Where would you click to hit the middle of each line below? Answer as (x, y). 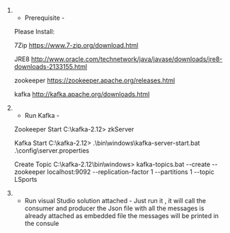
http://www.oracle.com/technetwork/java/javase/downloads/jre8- (127, 59)
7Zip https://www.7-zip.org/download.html (76, 45)
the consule (42, 223)
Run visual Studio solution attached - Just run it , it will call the (115, 201)
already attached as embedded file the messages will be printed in (122, 216)
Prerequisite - (45, 18)
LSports (25, 179)
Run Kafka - (42, 115)
